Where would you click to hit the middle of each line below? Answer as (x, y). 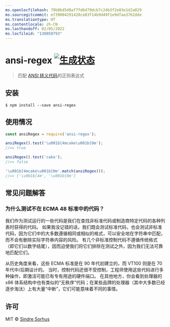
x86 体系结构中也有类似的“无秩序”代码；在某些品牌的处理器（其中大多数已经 (85, 283)
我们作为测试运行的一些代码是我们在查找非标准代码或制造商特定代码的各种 (83, 221)
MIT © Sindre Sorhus (27, 319)
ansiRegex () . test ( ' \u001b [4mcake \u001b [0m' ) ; (54, 143)
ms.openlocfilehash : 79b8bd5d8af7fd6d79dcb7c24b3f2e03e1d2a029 (74, 10)
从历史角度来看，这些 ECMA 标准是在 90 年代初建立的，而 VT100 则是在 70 (84, 263)
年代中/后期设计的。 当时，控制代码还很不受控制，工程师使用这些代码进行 (82, 270)
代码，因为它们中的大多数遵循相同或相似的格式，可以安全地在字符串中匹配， (85, 234)
